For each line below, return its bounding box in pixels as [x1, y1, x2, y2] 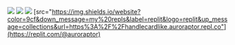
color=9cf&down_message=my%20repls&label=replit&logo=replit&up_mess [7, 15, 228, 23]
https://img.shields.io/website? [51, 8, 141, 15]
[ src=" [33, 8, 53, 15]
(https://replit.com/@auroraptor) [7, 30, 101, 38]
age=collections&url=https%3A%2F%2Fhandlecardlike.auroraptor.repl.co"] [7, 22, 227, 31]
